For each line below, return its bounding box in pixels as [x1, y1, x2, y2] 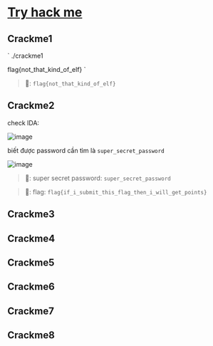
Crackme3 [7, 208, 55, 221]
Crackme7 [7, 305, 55, 317]
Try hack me [7, 4, 83, 21]
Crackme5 [7, 256, 55, 268]
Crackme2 [7, 100, 55, 112]
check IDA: [7, 118, 40, 127]
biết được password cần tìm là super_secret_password [7, 146, 165, 154]
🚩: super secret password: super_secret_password [24, 174, 171, 182]
